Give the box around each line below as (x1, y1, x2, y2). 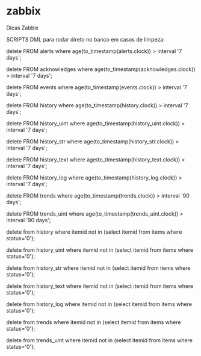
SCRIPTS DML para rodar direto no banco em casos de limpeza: (6, 36, 165, 43)
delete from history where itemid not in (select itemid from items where (6, 228, 182, 236)
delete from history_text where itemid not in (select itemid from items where (6, 282, 194, 290)
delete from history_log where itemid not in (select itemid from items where (6, 300, 193, 308)
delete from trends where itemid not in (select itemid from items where (6, 318, 181, 326)
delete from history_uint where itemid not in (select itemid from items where (6, 246, 194, 254)
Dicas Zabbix (6, 24, 39, 31)
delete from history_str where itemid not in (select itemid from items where (6, 264, 191, 272)
